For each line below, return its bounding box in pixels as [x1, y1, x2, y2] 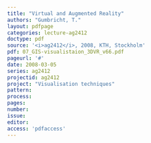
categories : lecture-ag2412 [7, 29, 88, 36]
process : [7, 93, 32, 100]
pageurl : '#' [7, 55, 45, 62]
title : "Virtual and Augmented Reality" [7, 10, 125, 17]
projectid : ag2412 [7, 74, 60, 81]
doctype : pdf [7, 36, 45, 43]
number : [7, 106, 30, 113]
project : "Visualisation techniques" [7, 80, 115, 87]
